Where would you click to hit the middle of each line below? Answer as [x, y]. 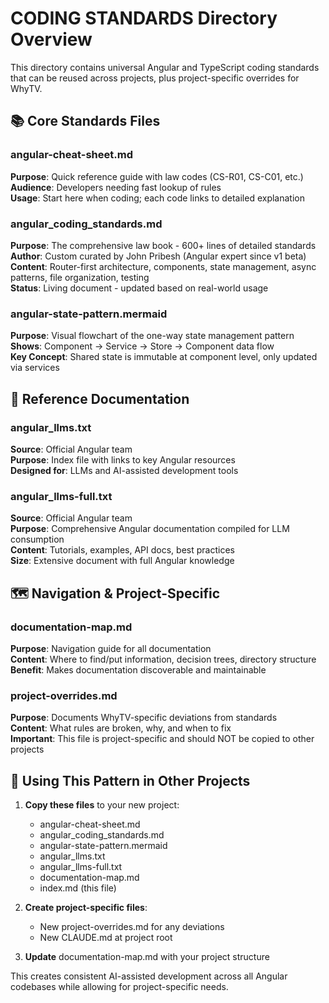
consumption [37, 539]
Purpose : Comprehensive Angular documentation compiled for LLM [150, 529]
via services [35, 368]
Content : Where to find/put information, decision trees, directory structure [163, 659]
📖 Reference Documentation [100, 398]
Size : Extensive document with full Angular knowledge [122, 561]
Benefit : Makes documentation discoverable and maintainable [138, 669]
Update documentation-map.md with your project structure [147, 956]
